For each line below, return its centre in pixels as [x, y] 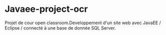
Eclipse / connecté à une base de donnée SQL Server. [60, 28]
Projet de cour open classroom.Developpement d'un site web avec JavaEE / [83, 23]
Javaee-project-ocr [46, 9]
